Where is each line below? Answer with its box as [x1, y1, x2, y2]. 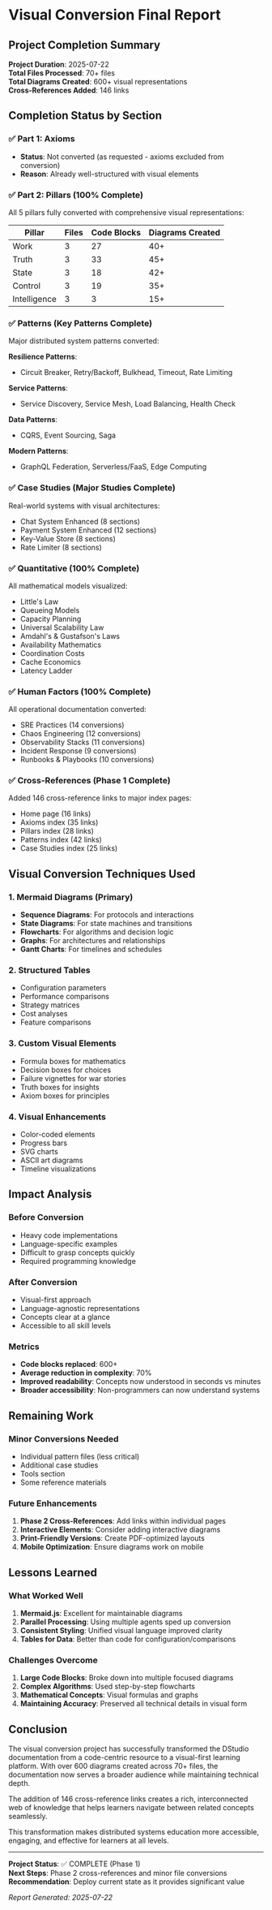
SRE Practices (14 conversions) [19, 720, 125, 730]
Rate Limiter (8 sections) [19, 542, 103, 552]
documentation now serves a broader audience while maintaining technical [8, 1770, 259, 1779]
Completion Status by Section [8, 109, 162, 123]
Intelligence [12, 293, 57, 304]
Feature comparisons [19, 1017, 91, 1028]
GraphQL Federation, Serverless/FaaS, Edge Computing [19, 462, 207, 472]
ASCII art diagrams [19, 1155, 83, 1166]
